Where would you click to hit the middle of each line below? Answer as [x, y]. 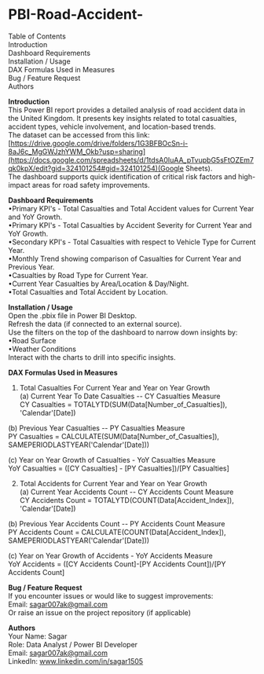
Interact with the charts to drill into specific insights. [92, 357]
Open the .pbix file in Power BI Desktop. [73, 315]
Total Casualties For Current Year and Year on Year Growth [115, 387]
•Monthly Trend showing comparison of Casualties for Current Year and [125, 258]
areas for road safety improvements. [91, 185]
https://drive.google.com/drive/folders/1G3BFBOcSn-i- [99, 143]
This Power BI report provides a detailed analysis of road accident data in [127, 110]
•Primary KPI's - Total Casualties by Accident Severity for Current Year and [130, 225]
